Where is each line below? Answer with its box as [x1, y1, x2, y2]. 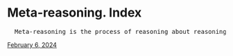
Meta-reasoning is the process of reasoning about [14, 28, 191, 35]
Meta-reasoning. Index [7, 5, 142, 21]
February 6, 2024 [7, 40, 58, 49]
